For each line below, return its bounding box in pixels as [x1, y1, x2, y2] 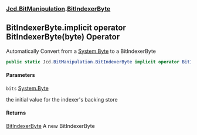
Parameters [6, 72, 35, 79]
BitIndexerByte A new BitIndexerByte [6, 123, 95, 130]
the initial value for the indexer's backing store [6, 96, 118, 103]
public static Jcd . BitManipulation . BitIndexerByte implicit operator [6, 59, 180, 65]
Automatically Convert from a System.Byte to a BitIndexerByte [6, 48, 157, 55]
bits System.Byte [6, 85, 49, 92]
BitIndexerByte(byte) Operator [6, 32, 120, 42]
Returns [6, 109, 26, 116]
